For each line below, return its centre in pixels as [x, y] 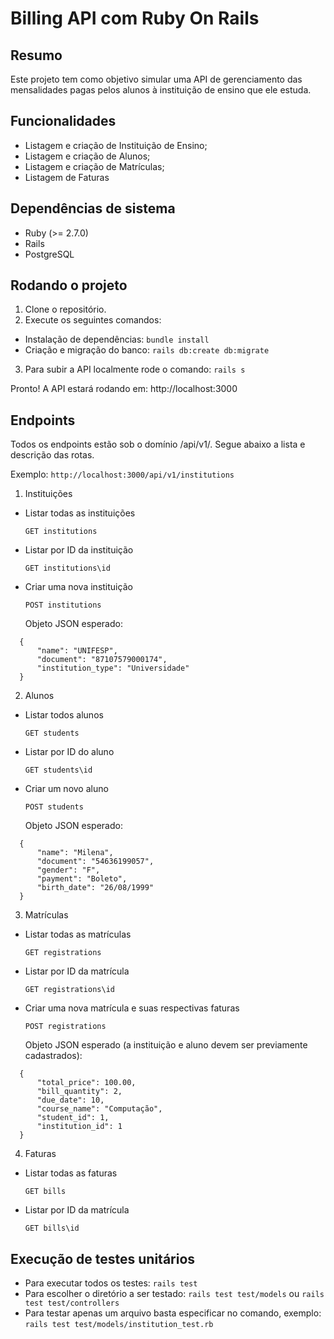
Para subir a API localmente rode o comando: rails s [135, 369]
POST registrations [65, 1027]
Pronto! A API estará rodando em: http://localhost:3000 [124, 389]
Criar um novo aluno [66, 789]
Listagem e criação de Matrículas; [94, 166]
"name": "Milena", [75, 853]
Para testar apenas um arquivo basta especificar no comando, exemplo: [173, 1313]
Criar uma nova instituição [78, 587]
